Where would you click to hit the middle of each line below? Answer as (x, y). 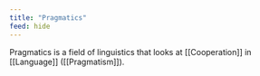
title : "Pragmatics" (48, 18)
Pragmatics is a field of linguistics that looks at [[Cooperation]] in (130, 52)
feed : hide (30, 26)
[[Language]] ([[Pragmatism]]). (67, 62)
